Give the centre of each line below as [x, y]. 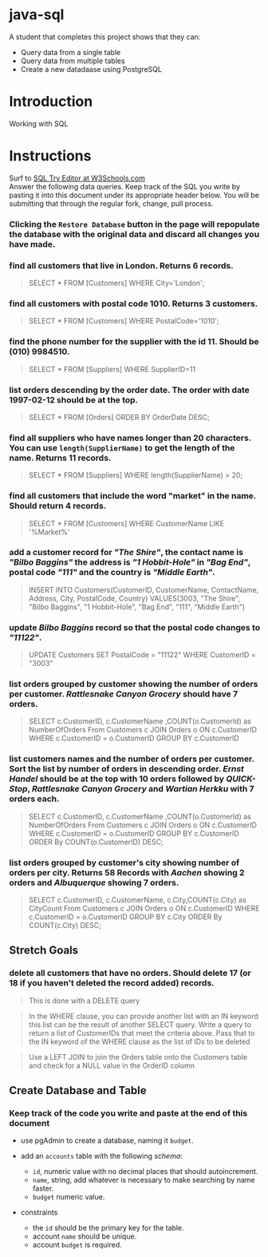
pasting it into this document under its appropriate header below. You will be [134, 195]
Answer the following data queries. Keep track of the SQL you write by [124, 186]
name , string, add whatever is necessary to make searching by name [144, 1180]
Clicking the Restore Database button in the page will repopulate [134, 224]
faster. [43, 1188]
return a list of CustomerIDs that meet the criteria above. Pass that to [142, 1033]
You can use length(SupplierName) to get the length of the [122, 447]
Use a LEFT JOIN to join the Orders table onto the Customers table [138, 1057]
